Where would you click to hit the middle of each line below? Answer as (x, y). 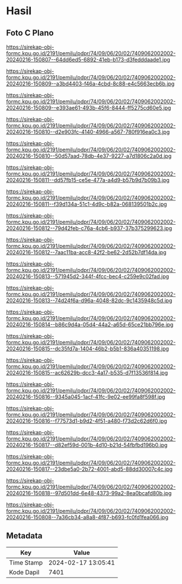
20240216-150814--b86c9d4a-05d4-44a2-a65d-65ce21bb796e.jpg (90, 325)
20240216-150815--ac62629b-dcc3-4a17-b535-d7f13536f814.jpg (87, 373)
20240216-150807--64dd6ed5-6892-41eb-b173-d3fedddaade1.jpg (88, 60)
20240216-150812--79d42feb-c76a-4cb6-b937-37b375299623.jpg (89, 228)
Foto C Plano (30, 33)
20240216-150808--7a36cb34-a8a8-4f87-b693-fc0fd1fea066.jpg (87, 517)
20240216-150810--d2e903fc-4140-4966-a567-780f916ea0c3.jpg (88, 132)
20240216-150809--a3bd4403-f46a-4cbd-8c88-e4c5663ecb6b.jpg (90, 84)
